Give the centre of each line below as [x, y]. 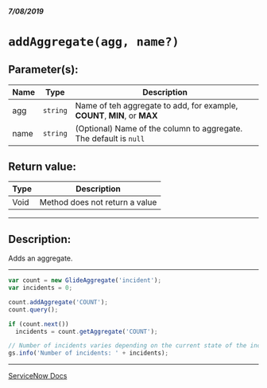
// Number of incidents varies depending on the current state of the [128, 346]
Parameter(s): [43, 70]
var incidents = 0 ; [41, 288]
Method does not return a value [98, 202]
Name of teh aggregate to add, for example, [157, 105]
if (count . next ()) [39, 324]
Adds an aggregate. [41, 258]
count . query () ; [33, 310]
